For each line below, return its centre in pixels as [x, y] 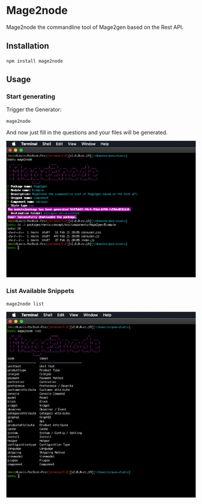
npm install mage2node [35, 61]
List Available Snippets [40, 290]
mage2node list [25, 304]
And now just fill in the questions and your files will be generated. [87, 132]
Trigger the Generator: [34, 109]
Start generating [31, 97]
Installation [28, 46]
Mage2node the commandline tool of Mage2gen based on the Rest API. [95, 27]
